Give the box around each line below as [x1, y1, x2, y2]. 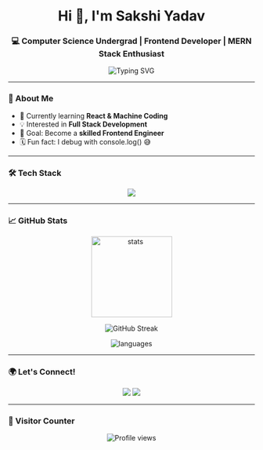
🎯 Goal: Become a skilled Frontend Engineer [19, 128, 164, 137]
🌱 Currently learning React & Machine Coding [19, 111, 168, 120]
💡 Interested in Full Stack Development [19, 119, 147, 129]
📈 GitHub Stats [8, 215, 68, 226]
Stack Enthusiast [98, 49, 165, 60]
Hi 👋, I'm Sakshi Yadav [57, 7, 206, 25]
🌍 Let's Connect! [8, 367, 76, 378]
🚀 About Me [8, 93, 54, 104]
